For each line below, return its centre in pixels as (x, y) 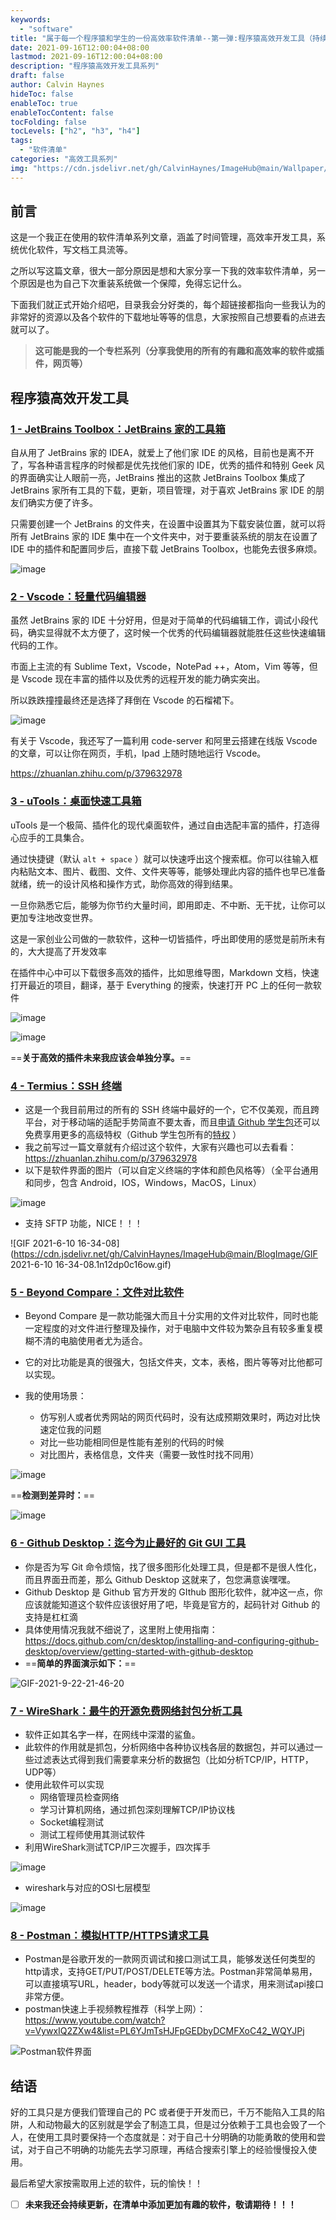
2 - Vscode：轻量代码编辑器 (78, 597)
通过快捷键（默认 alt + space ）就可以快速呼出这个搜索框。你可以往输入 (160, 858)
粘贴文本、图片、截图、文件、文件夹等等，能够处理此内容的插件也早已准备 (172, 871)
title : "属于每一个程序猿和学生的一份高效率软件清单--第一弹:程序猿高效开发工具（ (161, 38)
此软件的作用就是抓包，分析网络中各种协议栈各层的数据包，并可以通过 (169, 1747)
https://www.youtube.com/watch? (95, 2020)
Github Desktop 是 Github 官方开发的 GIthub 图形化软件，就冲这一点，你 (173, 1592)
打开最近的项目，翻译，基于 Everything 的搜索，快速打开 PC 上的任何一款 (161, 985)
